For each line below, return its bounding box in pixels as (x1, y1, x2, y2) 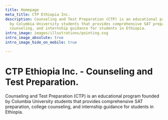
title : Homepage (5, 7, 39, 12)
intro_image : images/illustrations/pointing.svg (5, 30, 108, 35)
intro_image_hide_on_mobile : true (5, 40, 77, 45)
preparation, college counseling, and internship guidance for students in (5, 103, 154, 109)
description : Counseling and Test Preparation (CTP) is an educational (5, 16, 157, 21)
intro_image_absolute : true (5, 35, 64, 40)
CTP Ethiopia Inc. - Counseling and (5, 65, 153, 77)
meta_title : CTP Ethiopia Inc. (5, 12, 70, 17)
